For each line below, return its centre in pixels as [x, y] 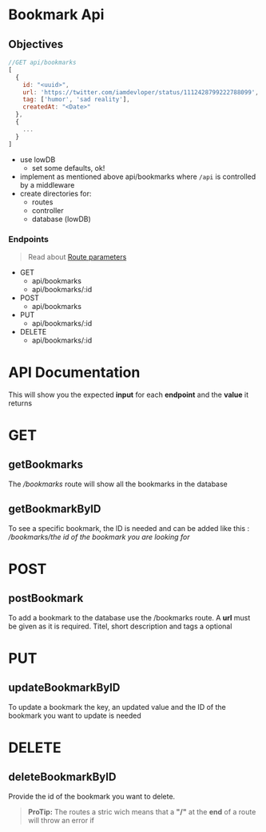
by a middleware [47, 184]
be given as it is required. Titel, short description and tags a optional [120, 626]
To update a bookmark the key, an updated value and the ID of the [117, 707]
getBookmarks [46, 465]
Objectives [36, 44]
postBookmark [46, 598]
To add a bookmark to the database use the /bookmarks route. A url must [129, 617]
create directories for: [56, 193]
